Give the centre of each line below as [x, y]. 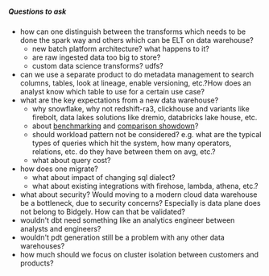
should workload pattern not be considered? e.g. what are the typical [147, 134]
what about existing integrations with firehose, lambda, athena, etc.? [145, 186]
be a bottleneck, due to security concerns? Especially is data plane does [140, 203]
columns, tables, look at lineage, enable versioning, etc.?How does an [136, 83]
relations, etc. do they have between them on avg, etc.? [124, 151]
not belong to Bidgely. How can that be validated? [102, 211]
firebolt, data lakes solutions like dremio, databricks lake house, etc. [145, 117]
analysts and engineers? [60, 228]
